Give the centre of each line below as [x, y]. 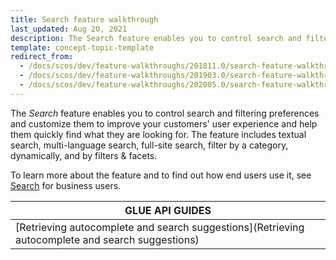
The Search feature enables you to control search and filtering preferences [165, 113]
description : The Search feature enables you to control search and [156, 38]
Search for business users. [66, 185]
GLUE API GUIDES [168, 210]
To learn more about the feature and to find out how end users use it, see [161, 175]
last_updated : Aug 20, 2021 [69, 29]
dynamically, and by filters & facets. [84, 155]
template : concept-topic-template [82, 47]
